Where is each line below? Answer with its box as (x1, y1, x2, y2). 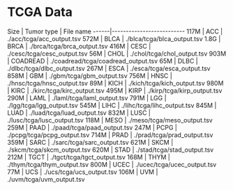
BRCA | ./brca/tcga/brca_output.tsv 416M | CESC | (7, 42, 151, 50)
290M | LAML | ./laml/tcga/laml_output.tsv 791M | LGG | (7, 93, 167, 102)
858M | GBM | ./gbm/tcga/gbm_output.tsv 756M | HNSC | (7, 71, 172, 80)
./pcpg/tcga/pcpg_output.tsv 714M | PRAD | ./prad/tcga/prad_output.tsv (7, 130, 213, 139)
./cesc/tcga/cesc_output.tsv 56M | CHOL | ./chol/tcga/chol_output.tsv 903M (7, 49, 227, 58)
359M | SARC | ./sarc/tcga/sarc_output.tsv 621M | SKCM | (7, 138, 174, 146)
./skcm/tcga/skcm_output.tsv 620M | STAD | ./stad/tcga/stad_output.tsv (7, 145, 214, 154)
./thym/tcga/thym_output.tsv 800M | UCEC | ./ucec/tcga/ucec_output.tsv (7, 160, 217, 168)
